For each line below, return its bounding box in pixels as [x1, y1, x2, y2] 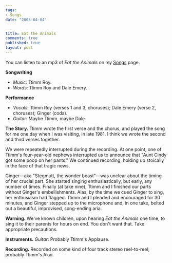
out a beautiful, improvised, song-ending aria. [5, 205, 102, 211]
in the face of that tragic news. [5, 162, 70, 168]
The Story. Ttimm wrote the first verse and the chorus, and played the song [5, 125, 165, 131]
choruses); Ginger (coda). [12, 110, 68, 116]
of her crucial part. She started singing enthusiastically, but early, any [5, 178, 152, 184]
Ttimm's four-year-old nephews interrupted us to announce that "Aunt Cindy [5, 152, 167, 158]
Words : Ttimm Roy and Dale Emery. [12, 84, 87, 90]
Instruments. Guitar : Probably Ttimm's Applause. [5, 236, 110, 242]
